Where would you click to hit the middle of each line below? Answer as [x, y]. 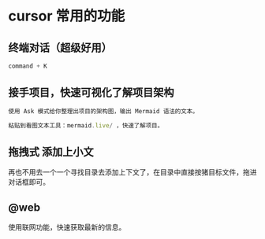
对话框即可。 [29, 182]
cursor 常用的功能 [67, 16]
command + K [28, 66]
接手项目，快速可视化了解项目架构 [91, 92]
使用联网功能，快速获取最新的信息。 [67, 227]
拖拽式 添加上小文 [51, 151]
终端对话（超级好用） [60, 48]
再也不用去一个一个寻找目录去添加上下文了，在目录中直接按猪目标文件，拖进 [132, 172]
